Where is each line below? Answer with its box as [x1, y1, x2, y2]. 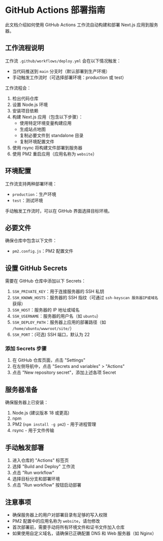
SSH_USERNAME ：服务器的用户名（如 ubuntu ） [12, 313, 101, 319]
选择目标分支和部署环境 [12, 476, 60, 482]
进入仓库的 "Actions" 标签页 [12, 457, 69, 464]
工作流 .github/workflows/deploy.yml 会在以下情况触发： [5, 58, 122, 64]
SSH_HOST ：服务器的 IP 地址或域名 [12, 307, 80, 313]
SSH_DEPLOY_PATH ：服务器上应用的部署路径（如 [12, 319, 106, 325]
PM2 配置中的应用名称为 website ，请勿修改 [12, 518, 100, 524]
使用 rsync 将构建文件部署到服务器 [12, 144, 83, 150]
